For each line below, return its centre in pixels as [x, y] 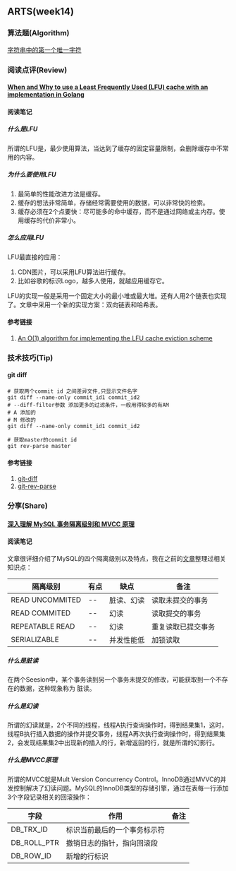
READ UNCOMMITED [46, 600]
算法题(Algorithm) [38, 33]
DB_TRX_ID [29, 829]
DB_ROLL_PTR [35, 842]
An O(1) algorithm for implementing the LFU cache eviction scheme [115, 338]
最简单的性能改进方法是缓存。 [61, 194]
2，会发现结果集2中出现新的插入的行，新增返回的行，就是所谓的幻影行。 [113, 742]
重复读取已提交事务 [183, 627]
